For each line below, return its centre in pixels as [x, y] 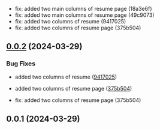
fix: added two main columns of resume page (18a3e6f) [83, 9]
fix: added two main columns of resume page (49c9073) [84, 15]
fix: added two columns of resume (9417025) [70, 21]
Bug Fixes [21, 64]
